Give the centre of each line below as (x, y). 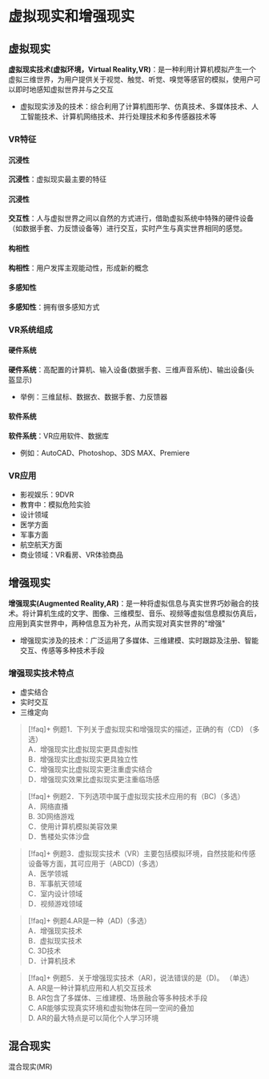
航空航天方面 (41, 545)
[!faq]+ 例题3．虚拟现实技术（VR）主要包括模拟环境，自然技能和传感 (142, 854)
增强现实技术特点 (41, 673)
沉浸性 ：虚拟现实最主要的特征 (57, 179)
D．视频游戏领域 (55, 904)
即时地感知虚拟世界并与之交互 (64, 89)
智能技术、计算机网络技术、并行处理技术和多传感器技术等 (122, 116)
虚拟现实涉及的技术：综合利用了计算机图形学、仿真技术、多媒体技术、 (136, 106)
